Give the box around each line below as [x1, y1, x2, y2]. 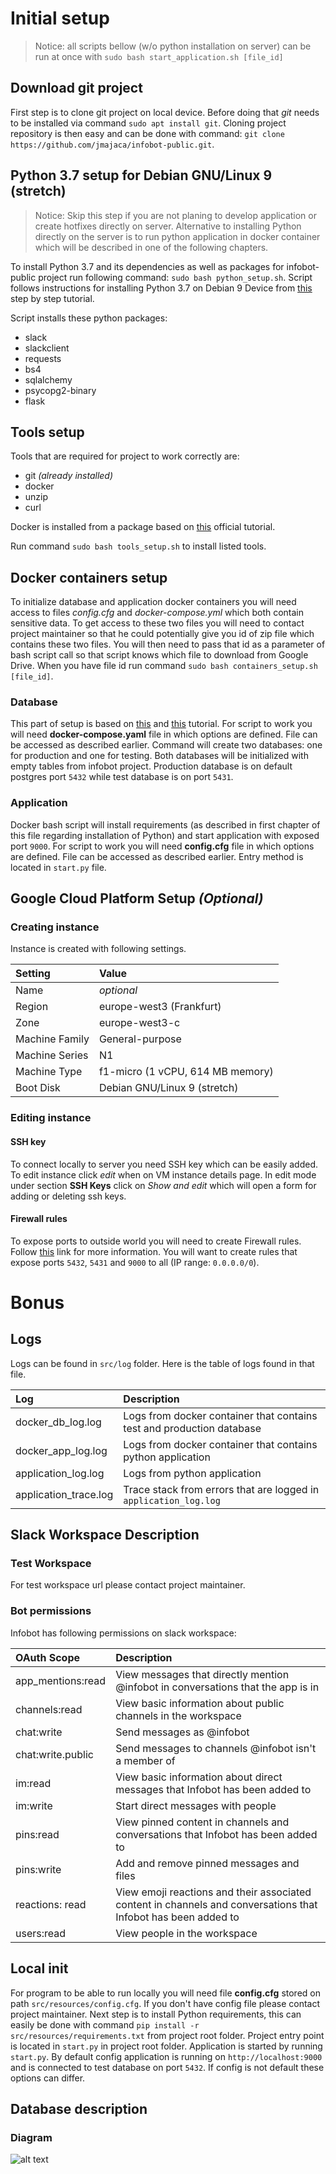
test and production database [123, 1421, 262, 1435]
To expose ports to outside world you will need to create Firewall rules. [10, 1235, 302, 1247]
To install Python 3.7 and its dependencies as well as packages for [10, 260, 285, 272]
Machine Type [15, 1065, 83, 1079]
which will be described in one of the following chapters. [34, 241, 269, 253]
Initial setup [10, 7, 110, 30]
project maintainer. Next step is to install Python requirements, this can [10, 2008, 302, 2020]
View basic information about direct [115, 1770, 283, 1784]
